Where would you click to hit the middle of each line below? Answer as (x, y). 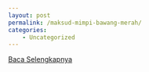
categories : (27, 30)
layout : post (29, 15)
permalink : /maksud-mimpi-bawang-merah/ (75, 23)
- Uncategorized (49, 37)
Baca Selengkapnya (40, 59)
